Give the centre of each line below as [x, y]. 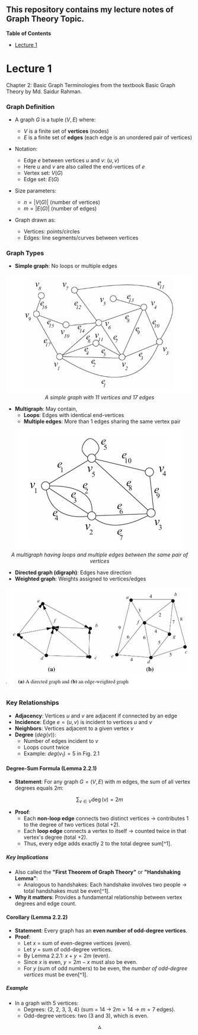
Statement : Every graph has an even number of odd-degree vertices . [101, 930]
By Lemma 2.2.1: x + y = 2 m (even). [67, 956]
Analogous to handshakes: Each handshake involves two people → [105, 885]
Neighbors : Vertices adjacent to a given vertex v [74, 728]
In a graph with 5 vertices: [47, 1003]
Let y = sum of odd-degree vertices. [68, 949]
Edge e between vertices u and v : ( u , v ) [71, 161]
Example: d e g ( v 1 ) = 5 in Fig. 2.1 [61, 754]
